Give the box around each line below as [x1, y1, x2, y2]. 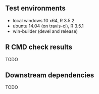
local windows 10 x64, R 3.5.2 [12, 17, 75, 23]
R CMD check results [5, 43, 73, 52]
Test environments [5, 4, 66, 13]
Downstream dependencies [5, 71, 94, 80]
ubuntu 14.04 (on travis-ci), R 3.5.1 [12, 23, 84, 29]
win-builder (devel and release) [12, 28, 78, 34]
